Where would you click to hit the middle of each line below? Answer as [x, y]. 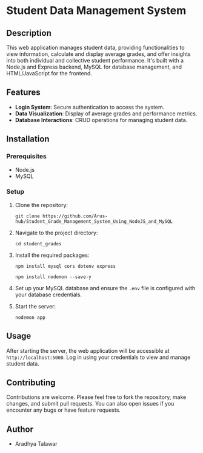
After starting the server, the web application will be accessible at [88, 350]
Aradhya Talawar [36, 444]
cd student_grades [38, 244]
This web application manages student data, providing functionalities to [95, 47]
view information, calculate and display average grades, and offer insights [98, 54]
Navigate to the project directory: [56, 233]
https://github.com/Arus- [75, 216]
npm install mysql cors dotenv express [65, 266]
